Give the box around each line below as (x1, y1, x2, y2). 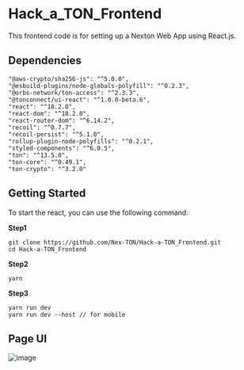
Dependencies (8, 54, 82, 67)
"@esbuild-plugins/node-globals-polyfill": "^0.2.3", (8, 82, 190, 90)
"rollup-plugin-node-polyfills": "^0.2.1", (8, 137, 154, 145)
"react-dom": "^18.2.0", (8, 109, 90, 117)
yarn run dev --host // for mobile (8, 311, 126, 319)
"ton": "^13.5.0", (8, 151, 69, 159)
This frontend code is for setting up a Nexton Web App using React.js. (8, 31, 237, 40)
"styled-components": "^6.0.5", (8, 144, 115, 152)
